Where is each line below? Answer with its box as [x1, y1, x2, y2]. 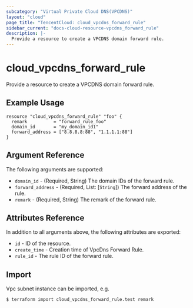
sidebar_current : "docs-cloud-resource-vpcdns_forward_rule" [6, 25, 159, 31]
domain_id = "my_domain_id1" [11, 124, 99, 130]
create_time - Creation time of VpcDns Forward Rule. [14, 246, 144, 253]
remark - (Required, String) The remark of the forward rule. [14, 196, 157, 203]
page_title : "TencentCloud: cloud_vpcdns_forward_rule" [6, 19, 146, 25]
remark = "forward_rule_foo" [11, 118, 107, 124]
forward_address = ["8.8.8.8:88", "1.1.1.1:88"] [11, 129, 133, 135]
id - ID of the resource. [14, 240, 71, 247]
